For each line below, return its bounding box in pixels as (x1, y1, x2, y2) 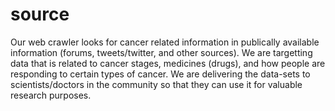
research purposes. (10, 89, 92, 101)
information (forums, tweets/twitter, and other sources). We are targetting (10, 46, 313, 58)
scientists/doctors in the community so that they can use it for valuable (10, 78, 303, 90)
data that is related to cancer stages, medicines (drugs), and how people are (10, 57, 326, 69)
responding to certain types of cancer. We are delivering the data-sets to (10, 68, 311, 80)
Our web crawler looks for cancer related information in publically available (10, 36, 320, 48)
